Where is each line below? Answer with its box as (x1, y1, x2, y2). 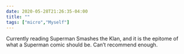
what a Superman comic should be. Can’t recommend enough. (6, 41, 158, 48)
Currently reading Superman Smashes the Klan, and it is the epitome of (6, 35, 179, 42)
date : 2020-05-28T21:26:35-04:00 (6, 8, 88, 15)
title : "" (6, 14, 31, 20)
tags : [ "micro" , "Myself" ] (6, 19, 69, 25)
